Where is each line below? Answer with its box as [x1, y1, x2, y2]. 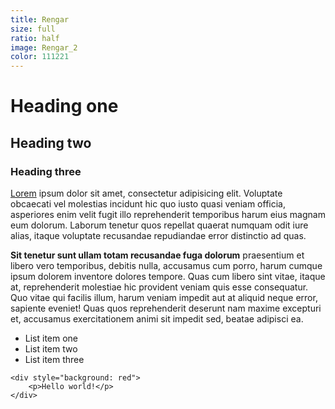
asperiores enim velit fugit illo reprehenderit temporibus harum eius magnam [10, 209, 326, 220]
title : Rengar [10, 14, 70, 25]
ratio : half [10, 33, 60, 43]
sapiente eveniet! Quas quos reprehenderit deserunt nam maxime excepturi [10, 302, 322, 314]
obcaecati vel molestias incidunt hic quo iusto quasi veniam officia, [10, 198, 286, 210]
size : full [10, 24, 56, 34]
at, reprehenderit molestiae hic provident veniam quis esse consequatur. [10, 281, 309, 293]
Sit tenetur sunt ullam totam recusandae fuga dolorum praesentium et [10, 249, 305, 261]
